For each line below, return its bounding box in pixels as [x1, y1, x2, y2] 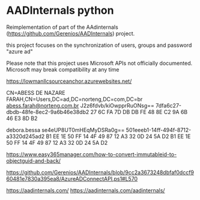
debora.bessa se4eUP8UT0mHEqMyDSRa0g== [6, 126, 125, 133]
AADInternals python [6, 4, 114, 17]
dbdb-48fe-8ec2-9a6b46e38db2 [6, 108, 89, 115]
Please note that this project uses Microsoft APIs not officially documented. [6, 59, 193, 67]
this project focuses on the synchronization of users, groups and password [6, 41, 192, 49]
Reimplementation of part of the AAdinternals [6, 23, 118, 31]
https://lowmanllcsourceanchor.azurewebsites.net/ [6, 77, 132, 85]
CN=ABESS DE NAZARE [6, 89, 66, 96]
